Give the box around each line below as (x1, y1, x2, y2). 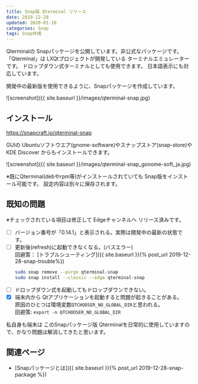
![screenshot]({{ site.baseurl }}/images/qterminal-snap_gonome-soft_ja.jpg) (6, 161, 191, 168)
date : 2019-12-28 (6, 14, 49, 20)
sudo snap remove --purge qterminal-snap (14, 269, 119, 275)
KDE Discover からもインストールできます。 (6, 149, 113, 156)
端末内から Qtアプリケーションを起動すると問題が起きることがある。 (14, 293, 183, 300)
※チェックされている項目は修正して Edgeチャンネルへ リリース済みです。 (6, 216, 184, 223)
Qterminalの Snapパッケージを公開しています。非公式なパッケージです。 (6, 48, 182, 55)
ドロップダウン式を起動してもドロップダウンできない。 (14, 286, 150, 293)
